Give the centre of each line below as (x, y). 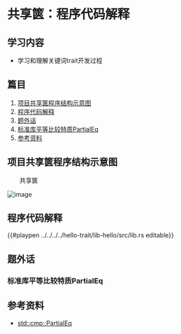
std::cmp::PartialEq (44, 323)
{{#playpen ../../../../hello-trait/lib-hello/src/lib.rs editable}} (91, 235)
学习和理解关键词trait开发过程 (60, 61)
